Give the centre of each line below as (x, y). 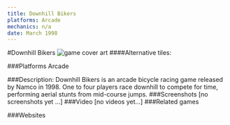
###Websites (27, 115)
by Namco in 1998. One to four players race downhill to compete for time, (113, 87)
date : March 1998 (33, 33)
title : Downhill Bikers (42, 14)
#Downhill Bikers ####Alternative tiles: (89, 53)
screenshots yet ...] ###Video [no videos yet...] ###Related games (103, 102)
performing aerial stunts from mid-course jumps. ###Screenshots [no (108, 94)
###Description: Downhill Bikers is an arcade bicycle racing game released (115, 80)
